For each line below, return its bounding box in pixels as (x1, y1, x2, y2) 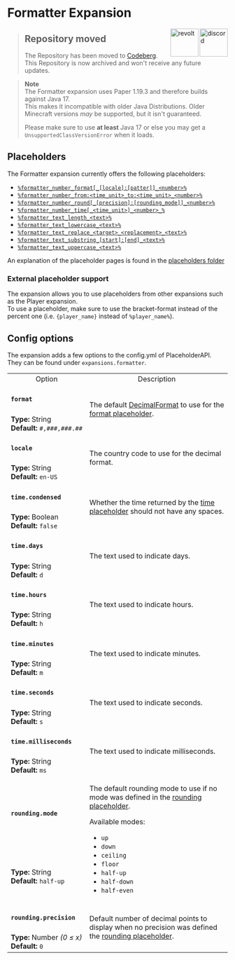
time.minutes (10, 640, 55, 647)
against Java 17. (24, 95, 70, 103)
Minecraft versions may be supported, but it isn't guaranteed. (24, 110, 201, 118)
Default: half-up (10, 876, 65, 886)
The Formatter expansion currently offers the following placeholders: (7, 170, 206, 178)
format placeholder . (89, 409, 154, 418)
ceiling (101, 851, 127, 860)
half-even (101, 886, 134, 895)
